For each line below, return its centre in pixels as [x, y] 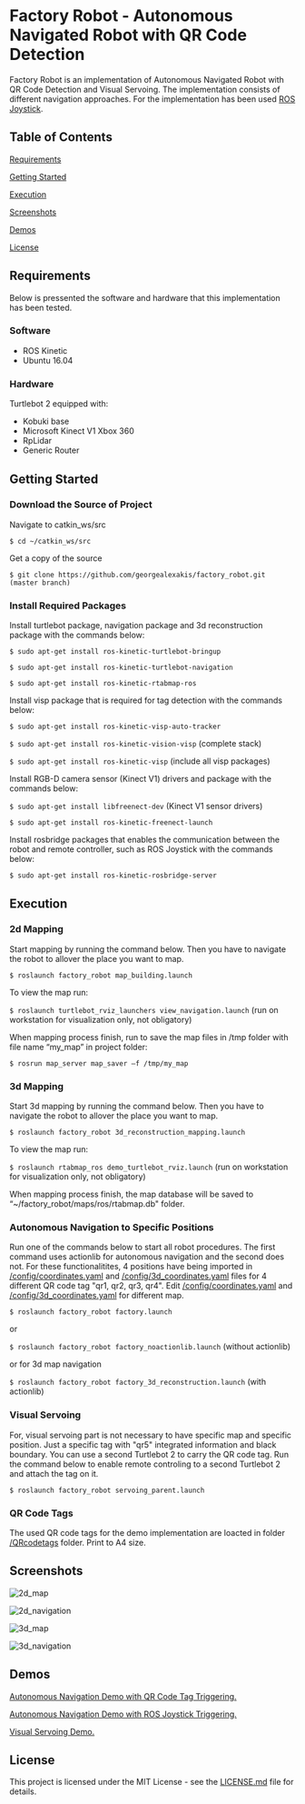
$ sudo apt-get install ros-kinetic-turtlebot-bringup [115, 652]
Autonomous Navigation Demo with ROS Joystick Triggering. [123, 1714]
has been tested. [41, 307]
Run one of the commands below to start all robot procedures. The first [143, 1248]
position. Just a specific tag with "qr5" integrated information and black [143, 1444]
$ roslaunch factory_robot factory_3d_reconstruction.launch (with [138, 1382]
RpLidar [37, 441]
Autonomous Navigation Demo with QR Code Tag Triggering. [123, 1696]
